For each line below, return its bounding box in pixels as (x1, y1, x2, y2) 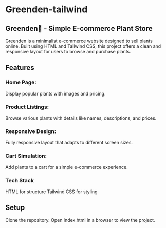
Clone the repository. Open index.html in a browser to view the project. (5, 217, 155, 223)
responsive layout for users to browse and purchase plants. (5, 49, 131, 54)
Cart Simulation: (5, 153, 47, 160)
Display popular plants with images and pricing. (5, 90, 106, 97)
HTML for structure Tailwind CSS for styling (5, 188, 98, 195)
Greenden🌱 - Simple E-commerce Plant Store (5, 24, 153, 33)
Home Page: (5, 79, 37, 86)
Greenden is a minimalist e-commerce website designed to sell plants (5, 37, 153, 44)
